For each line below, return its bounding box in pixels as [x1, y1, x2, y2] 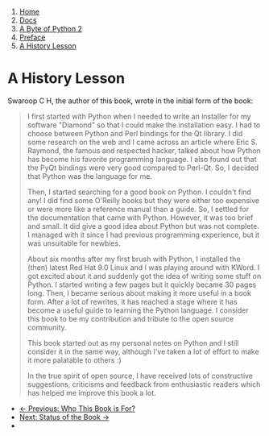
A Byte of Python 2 [19, 24, 82, 33]
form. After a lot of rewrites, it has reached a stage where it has [27, 297, 238, 306]
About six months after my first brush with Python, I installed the [27, 254, 241, 264]
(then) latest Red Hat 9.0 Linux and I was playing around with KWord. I [27, 262, 260, 272]
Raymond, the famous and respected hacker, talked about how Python [27, 145, 261, 156]
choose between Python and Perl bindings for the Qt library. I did [27, 128, 243, 138]
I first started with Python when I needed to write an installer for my [27, 111, 251, 121]
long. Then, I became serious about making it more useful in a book [27, 288, 251, 297]
